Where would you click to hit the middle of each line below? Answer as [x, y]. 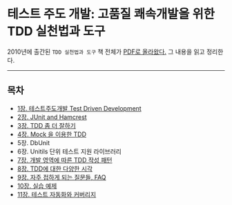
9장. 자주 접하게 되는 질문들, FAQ [61, 177]
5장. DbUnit [33, 142]
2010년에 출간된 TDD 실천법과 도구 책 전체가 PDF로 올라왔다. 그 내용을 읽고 [106, 52]
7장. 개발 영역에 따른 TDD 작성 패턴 [65, 160]
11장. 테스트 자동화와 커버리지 [57, 194]
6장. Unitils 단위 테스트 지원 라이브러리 [69, 151]
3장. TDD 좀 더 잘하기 [46, 125]
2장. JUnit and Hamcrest [52, 117]
